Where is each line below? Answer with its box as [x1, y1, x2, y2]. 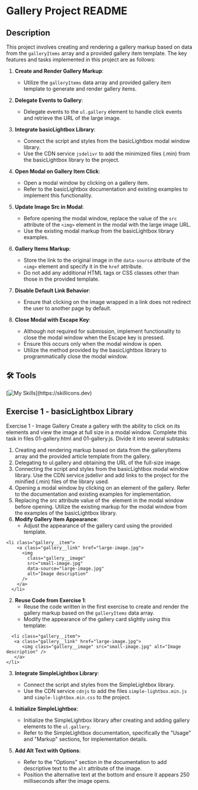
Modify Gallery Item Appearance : [14, 515, 99, 522]
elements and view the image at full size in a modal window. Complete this [6, 428, 187, 436]
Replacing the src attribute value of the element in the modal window [14, 496, 184, 504]
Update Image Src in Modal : [14, 203, 85, 210]
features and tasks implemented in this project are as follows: [6, 56, 155, 63]
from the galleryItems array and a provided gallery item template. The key [6, 50, 187, 57]
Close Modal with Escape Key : [14, 316, 91, 323]
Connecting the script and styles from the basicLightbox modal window [14, 465, 189, 472]
